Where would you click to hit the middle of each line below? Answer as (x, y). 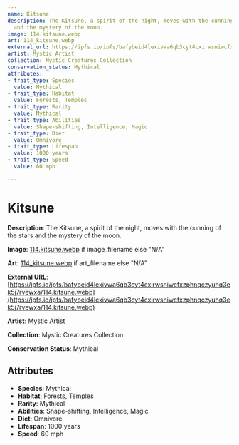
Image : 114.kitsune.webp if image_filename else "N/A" (86, 249)
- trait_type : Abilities (44, 120)
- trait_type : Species (41, 80)
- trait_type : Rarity (39, 107)
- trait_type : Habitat (41, 93)
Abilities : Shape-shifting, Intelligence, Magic (83, 411)
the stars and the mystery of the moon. (65, 235)
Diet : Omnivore (40, 419)
